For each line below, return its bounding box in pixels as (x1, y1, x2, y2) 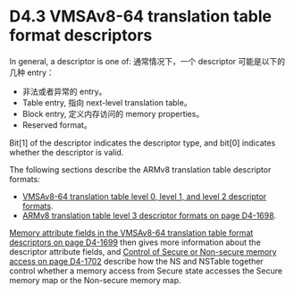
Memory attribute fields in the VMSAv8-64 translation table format (9, 227, 254, 238)
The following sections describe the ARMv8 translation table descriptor (9, 164, 272, 175)
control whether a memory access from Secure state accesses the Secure (9, 265, 283, 276)
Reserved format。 (21, 119, 92, 130)
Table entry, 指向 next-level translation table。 (21, 97, 192, 108)
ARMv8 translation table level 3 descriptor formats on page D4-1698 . (21, 210, 277, 221)
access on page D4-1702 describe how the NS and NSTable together (9, 256, 264, 266)
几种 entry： (9, 67, 55, 78)
